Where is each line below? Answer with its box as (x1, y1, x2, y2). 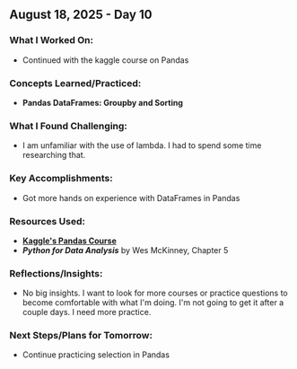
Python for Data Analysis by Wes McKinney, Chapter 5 (22, 244, 229, 255)
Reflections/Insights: (9, 267, 103, 279)
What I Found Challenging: (9, 119, 128, 132)
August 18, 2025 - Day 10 (9, 7, 153, 22)
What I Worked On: (9, 34, 94, 47)
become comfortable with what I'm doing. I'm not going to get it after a (22, 297, 284, 308)
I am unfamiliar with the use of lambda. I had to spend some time (22, 140, 262, 151)
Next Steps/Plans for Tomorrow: (9, 329, 153, 342)
